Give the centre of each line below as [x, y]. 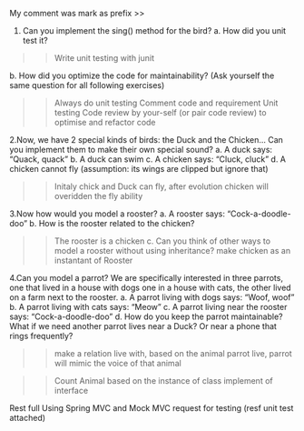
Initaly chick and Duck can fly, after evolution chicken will [162, 186]
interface [71, 391]
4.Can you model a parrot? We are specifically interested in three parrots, [147, 278]
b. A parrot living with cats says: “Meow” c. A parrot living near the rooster [148, 307]
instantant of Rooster [93, 260]
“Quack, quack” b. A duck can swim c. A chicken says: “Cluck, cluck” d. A [148, 159]
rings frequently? [41, 336]
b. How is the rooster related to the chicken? [112, 223]
